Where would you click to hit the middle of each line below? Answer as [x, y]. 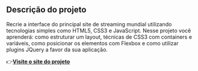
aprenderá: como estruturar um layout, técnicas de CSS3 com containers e [99, 37]
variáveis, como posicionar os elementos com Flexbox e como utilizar [92, 43]
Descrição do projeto [46, 10]
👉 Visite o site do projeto [38, 61]
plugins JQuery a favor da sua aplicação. [57, 50]
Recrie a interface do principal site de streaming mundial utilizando [89, 24]
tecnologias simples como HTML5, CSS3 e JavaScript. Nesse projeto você [99, 30]
